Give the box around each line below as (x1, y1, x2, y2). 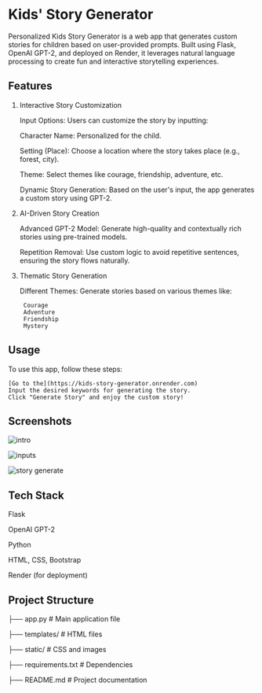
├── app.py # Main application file (8, 614, 121, 623)
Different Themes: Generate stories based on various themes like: (19, 286, 233, 296)
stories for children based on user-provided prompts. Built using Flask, (8, 39, 237, 49)
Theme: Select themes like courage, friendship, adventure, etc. (19, 169, 224, 179)
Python (8, 540, 31, 550)
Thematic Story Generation (19, 271, 107, 280)
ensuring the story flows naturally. (19, 256, 130, 265)
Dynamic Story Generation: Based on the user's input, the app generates (19, 185, 255, 194)
